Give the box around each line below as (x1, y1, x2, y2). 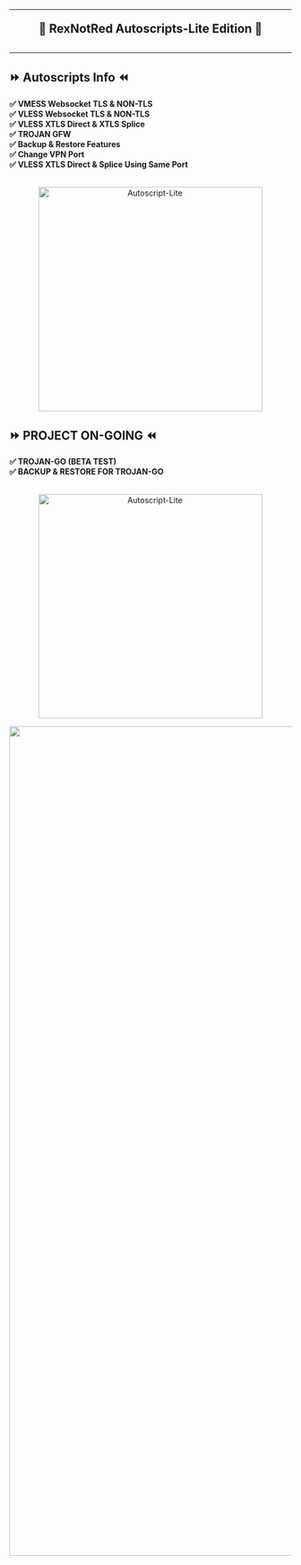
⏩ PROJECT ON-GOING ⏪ (9, 428, 157, 443)
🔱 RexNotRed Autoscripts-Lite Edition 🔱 (39, 22, 262, 37)
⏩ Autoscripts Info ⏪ (9, 70, 129, 85)
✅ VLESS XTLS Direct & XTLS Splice (9, 118, 145, 129)
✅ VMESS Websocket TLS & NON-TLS (9, 98, 153, 109)
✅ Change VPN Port (9, 149, 85, 160)
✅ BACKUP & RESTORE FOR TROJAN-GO (9, 466, 164, 477)
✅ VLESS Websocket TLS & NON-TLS (9, 109, 150, 119)
